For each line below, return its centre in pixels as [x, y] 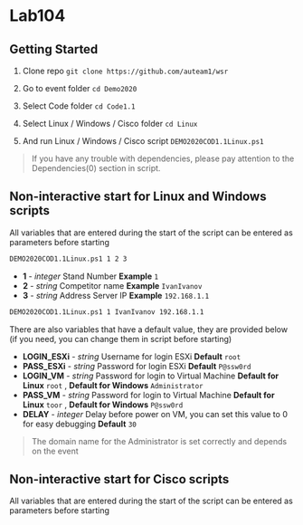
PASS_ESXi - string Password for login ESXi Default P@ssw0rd [137, 366]
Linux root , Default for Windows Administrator [113, 385]
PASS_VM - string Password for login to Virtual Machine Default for [148, 395]
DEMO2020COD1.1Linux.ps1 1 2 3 [68, 259]
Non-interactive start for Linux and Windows [138, 197]
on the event [55, 451]
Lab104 [38, 16]
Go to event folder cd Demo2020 [80, 88]
